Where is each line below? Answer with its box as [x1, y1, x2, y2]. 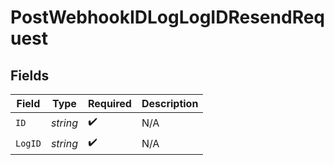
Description [141, 97, 199, 110]
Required [87, 97, 132, 110]
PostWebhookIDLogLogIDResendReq [10, 6, 326, 29]
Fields [10, 67, 50, 84]
